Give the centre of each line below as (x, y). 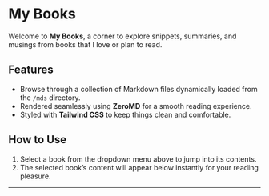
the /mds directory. (50, 98)
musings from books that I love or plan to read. (85, 44)
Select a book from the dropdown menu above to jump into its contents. (138, 159)
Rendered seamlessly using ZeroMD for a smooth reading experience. (136, 106)
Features (31, 70)
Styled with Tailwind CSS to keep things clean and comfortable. (125, 114)
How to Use (38, 140)
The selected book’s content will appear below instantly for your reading (139, 167)
